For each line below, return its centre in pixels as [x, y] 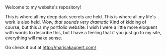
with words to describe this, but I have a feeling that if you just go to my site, [83, 32]
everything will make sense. [34, 38]
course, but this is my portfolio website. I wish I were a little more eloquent [81, 27]
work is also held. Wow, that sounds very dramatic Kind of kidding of [76, 22]
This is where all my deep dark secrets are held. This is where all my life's [81, 17]
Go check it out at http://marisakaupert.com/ [51, 47]
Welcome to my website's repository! [43, 7]
